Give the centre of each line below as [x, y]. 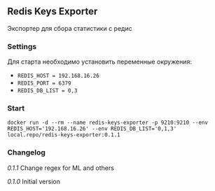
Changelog [26, 153]
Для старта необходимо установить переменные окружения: [100, 62]
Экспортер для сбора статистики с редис [70, 28]
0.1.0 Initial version [34, 181]
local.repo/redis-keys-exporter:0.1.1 [64, 135]
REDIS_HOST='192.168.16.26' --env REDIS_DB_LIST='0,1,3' [92, 129]
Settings [22, 46]
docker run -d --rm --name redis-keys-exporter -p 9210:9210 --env [108, 123]
